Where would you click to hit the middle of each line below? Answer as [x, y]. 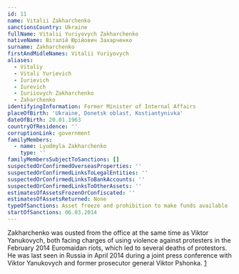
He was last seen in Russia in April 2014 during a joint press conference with [119, 255]
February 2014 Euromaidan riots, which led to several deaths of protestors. [117, 248]
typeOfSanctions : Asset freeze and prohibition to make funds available [118, 206]
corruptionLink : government [49, 133]
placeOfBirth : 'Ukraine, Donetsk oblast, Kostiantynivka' [95, 113]
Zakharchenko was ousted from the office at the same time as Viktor [108, 233]
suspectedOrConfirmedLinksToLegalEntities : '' [78, 173]
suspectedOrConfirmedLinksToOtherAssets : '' [75, 186]
